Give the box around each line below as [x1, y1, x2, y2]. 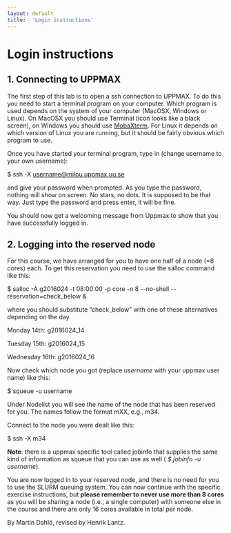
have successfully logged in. [7, 219, 88, 227]
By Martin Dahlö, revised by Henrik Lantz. [7, 519, 125, 527]
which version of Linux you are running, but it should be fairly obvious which [7, 128, 224, 137]
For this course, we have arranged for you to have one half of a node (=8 [7, 257, 214, 265]
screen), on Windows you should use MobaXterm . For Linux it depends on [7, 121, 219, 130]
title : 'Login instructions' [7, 17, 94, 23]
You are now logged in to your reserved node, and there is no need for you [7, 476, 219, 484]
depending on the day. [7, 313, 71, 321]
